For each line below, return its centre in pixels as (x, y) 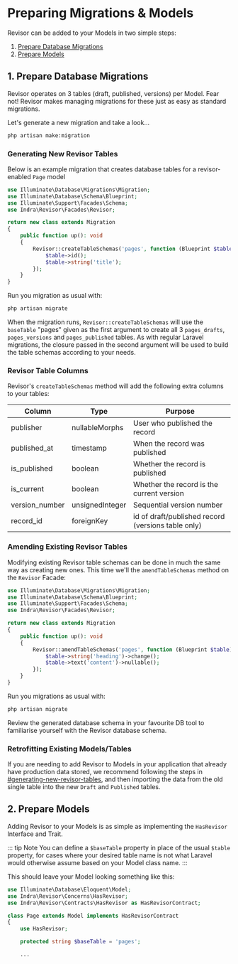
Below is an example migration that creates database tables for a (102, 169)
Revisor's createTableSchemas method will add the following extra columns (116, 386)
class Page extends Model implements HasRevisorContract (93, 916)
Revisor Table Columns (48, 370)
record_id (27, 521)
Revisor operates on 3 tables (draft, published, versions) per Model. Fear (113, 93)
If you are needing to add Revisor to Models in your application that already (117, 764)
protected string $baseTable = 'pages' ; (80, 942)
